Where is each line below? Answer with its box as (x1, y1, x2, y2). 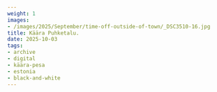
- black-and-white (7, 74, 61, 82)
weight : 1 (7, 10, 36, 17)
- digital (7, 55, 36, 62)
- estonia (7, 68, 36, 75)
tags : (7, 42, 23, 49)
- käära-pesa (7, 62, 45, 68)
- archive (7, 49, 36, 56)
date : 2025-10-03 (7, 36, 58, 43)
